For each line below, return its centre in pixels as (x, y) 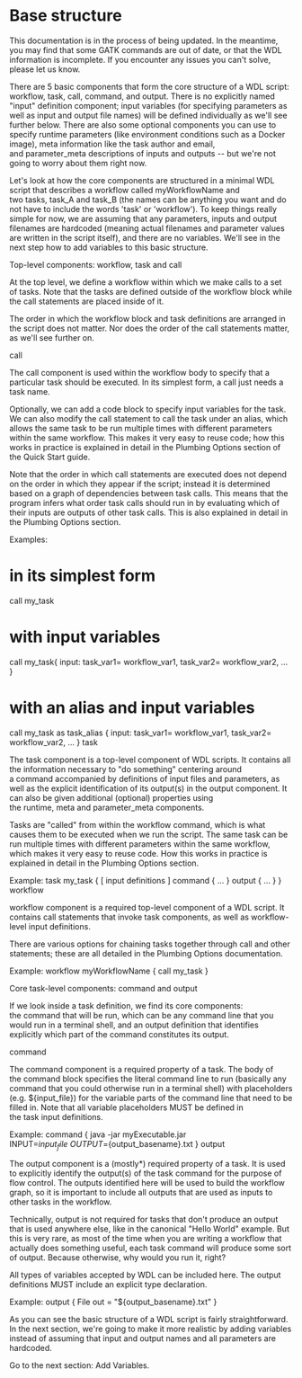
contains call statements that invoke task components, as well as (129, 917)
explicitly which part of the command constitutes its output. (119, 1034)
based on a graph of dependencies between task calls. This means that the (149, 493)
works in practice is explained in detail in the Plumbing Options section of (145, 447)
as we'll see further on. (52, 337)
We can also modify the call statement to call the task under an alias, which (149, 418)
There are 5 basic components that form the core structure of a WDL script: (149, 86)
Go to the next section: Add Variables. (80, 1365)
